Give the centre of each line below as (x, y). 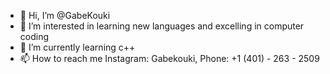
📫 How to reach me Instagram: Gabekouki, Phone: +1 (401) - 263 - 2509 (169, 58)
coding (34, 36)
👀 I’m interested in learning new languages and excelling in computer (162, 26)
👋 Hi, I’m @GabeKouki (65, 15)
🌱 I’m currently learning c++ (77, 47)
